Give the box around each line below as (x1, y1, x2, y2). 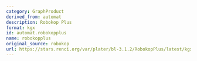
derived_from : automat (6, 14, 62, 20)
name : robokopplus (6, 35, 51, 41)
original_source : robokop (6, 41, 69, 47)
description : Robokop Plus (6, 19, 72, 25)
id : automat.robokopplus (6, 30, 67, 36)
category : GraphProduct (6, 8, 64, 15)
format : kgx (6, 24, 35, 31)
